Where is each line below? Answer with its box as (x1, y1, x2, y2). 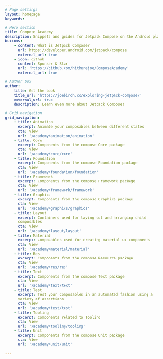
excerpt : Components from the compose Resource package (17, 256, 133, 261)
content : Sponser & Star (17, 61, 68, 66)
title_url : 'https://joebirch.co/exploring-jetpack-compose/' (14, 93, 142, 98)
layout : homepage (5, 12, 40, 17)
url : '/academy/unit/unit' (17, 342, 73, 347)
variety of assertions (17, 297, 64, 301)
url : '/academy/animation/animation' (17, 133, 95, 138)
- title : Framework (14, 174, 53, 179)
